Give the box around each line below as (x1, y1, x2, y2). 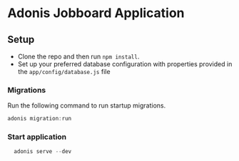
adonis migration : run (7, 115, 72, 123)
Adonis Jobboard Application (7, 5, 185, 21)
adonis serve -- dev (14, 148, 72, 155)
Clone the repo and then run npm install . (17, 52, 140, 61)
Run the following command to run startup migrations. (7, 101, 166, 110)
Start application (7, 132, 67, 142)
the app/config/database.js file (17, 68, 111, 76)
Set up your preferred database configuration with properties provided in (17, 60, 233, 68)
